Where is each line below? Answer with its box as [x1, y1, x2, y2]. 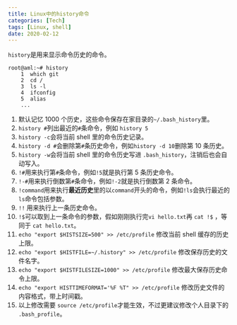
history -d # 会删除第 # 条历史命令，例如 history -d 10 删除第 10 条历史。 [18, 142, 229, 150]
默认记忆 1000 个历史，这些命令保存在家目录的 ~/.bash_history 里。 [18, 115, 214, 124]
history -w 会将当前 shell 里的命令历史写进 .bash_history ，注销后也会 [18, 150, 221, 159]
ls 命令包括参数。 [18, 195, 69, 203]
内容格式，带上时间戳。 [18, 292, 87, 301]
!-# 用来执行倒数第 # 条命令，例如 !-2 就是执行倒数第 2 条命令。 [18, 177, 197, 186]
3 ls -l [20, 83, 47, 91]
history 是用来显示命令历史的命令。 [8, 50, 111, 59]
